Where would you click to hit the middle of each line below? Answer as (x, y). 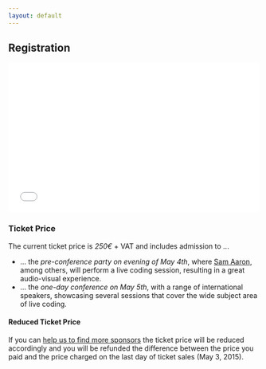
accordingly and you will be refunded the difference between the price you (131, 348)
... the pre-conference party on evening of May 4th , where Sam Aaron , (136, 261)
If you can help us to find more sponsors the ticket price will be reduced (126, 340)
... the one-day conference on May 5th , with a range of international (131, 287)
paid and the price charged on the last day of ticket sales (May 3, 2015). (126, 356)
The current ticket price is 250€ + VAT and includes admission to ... (119, 246)
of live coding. (43, 304)
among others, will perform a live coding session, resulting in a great (132, 270)
